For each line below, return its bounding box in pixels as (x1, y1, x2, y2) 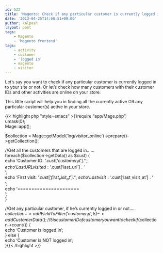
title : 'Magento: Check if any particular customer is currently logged (5, 12, 155, 16)
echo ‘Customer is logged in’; (5, 227, 64, 233)
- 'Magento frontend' (14, 39, 57, 44)
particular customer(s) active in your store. (5, 104, 91, 110)
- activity (14, 47, 36, 52)
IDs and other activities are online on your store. (5, 89, 101, 95)
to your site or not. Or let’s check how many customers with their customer (5, 84, 154, 90)
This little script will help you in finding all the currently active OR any (5, 99, 143, 104)
